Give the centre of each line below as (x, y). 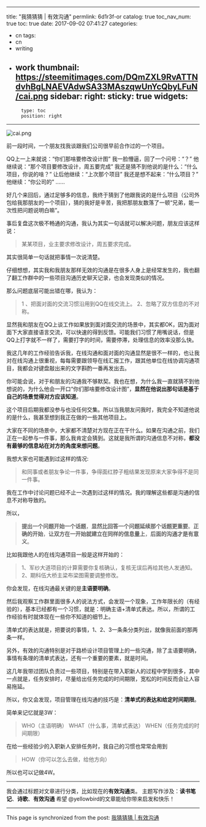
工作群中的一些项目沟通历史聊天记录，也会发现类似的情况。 (92, 277)
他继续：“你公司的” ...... (36, 182)
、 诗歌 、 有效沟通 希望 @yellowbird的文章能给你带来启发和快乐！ (93, 799)
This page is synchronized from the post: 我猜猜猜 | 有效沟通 (83, 817)
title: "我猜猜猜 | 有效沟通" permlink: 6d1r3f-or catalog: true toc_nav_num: (99, 17)
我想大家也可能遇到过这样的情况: (48, 458)
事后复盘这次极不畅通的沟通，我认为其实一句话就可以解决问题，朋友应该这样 (103, 223)
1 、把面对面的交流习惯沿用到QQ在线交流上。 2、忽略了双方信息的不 (108, 304)
